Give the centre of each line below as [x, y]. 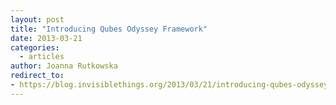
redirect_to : [37, 76]
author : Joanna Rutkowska [64, 66]
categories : [35, 47]
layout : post [37, 19]
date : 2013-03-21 [46, 38]
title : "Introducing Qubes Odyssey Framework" [109, 29]
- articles [42, 57]
